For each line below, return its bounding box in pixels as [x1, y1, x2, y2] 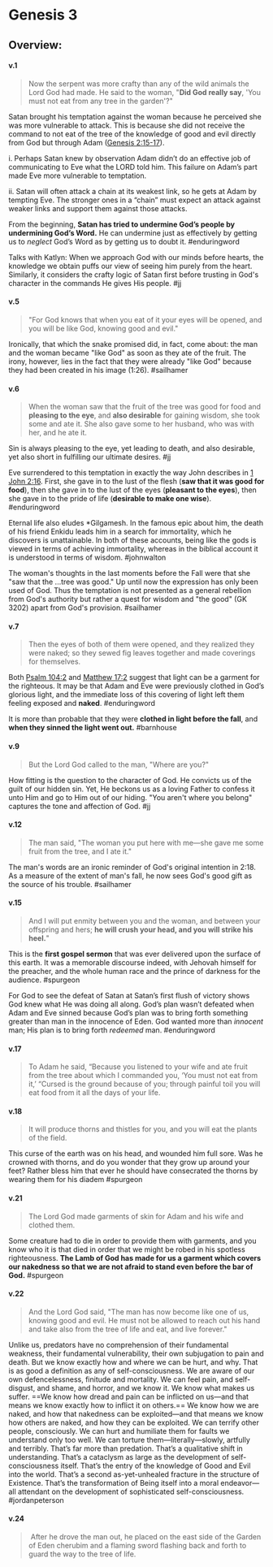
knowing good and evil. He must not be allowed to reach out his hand [28, 1315, 261, 1325]
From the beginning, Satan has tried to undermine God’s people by [8, 219, 236, 229]
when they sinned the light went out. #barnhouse [8, 723, 177, 733]
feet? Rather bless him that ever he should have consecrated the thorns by [8, 1166, 258, 1175]
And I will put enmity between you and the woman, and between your [28, 916, 262, 925]
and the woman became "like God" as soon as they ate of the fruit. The [8, 348, 246, 357]
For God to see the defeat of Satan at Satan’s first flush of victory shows [8, 991, 250, 1000]
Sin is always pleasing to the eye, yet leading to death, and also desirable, [8, 444, 256, 453]
